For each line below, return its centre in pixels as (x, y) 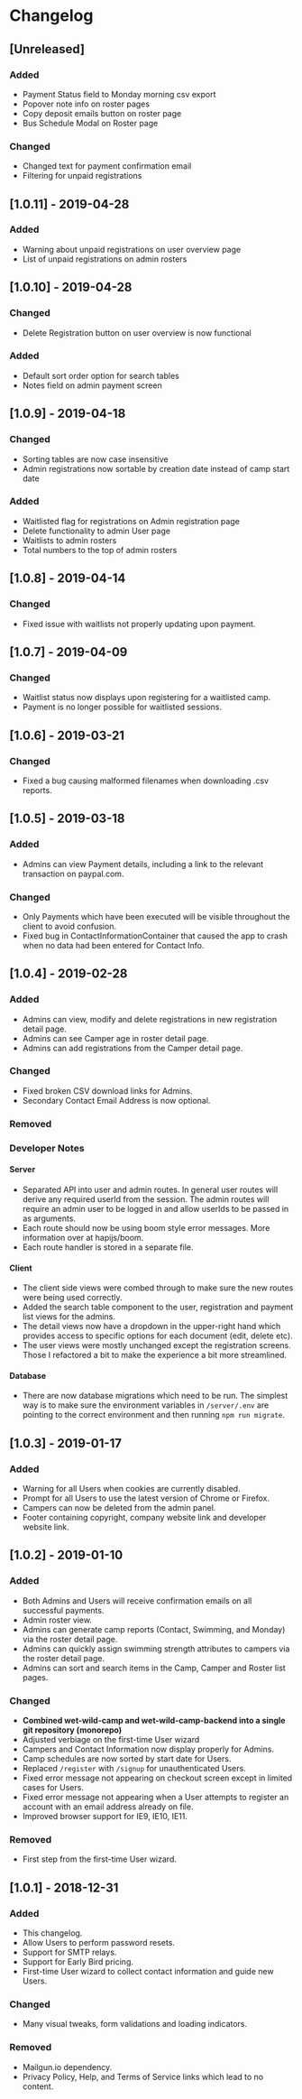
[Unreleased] (47, 49)
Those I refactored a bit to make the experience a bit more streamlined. (154, 1355)
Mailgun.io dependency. (67, 2067)
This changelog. (52, 1933)
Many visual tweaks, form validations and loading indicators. (135, 2024)
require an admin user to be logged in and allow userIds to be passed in (156, 1208)
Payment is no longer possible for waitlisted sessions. (122, 707)
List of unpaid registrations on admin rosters (105, 259)
